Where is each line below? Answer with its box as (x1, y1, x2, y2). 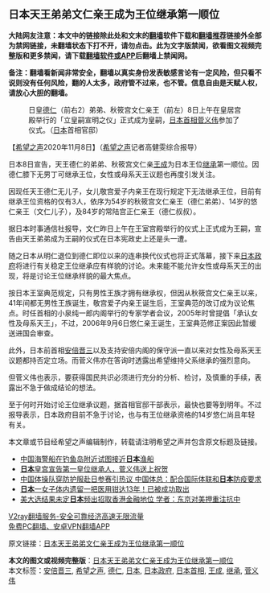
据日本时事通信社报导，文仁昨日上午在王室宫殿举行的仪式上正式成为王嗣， (8, 224, 255, 233)
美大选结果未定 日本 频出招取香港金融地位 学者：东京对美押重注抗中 (19, 494, 241, 504)
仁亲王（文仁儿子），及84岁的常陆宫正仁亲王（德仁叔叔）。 (8, 206, 201, 216)
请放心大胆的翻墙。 (8, 88, 72, 97)
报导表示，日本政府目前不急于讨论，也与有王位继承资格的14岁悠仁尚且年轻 (8, 410, 256, 419)
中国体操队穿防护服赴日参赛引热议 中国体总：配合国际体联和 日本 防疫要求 (19, 474, 262, 484)
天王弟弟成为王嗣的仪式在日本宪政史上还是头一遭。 (22, 233, 191, 243)
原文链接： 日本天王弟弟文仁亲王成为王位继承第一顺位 (8, 538, 185, 548)
